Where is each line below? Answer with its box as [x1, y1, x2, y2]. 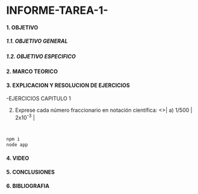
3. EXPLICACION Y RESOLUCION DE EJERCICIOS [6, 82, 131, 89]
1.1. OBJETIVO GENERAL [6, 37, 68, 45]
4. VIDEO [6, 154, 29, 162]
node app [6, 142, 28, 148]
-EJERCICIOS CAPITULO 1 [6, 95, 71, 102]
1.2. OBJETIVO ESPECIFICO [6, 52, 76, 60]
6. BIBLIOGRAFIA [6, 182, 50, 189]
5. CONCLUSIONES [6, 168, 55, 175]
